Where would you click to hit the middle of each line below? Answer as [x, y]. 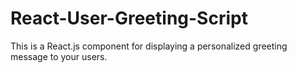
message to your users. [59, 56]
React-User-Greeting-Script [129, 18]
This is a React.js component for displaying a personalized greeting [149, 46]
